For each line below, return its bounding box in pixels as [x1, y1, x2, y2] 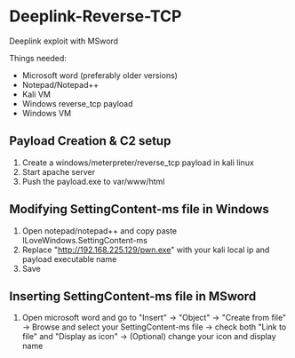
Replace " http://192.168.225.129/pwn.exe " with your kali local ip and [21, 244, 270, 255]
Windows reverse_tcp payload [21, 98, 133, 108]
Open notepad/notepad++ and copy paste [21, 225, 178, 236]
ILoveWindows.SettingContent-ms [21, 235, 148, 245]
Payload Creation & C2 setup [9, 133, 171, 148]
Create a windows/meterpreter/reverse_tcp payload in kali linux [21, 157, 255, 168]
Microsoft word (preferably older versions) [21, 69, 178, 81]
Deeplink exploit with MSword [9, 36, 118, 46]
